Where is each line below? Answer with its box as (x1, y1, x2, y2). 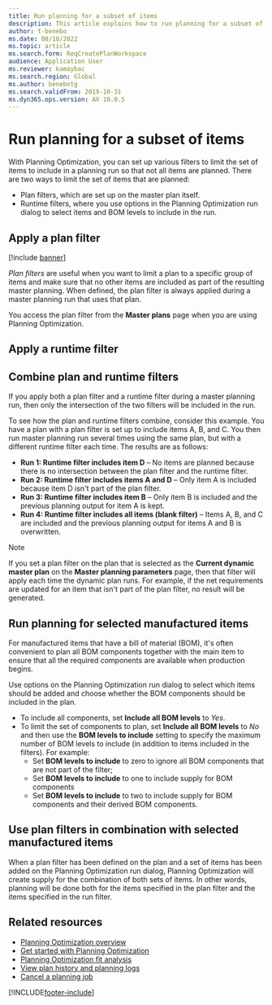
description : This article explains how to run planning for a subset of (8, 20, 264, 28)
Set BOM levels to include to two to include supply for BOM (32, 791, 233, 801)
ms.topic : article (8, 42, 71, 50)
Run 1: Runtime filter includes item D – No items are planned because (19, 457, 255, 468)
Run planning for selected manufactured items (8, 616, 249, 631)
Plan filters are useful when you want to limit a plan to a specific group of (8, 269, 253, 277)
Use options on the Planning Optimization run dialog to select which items (8, 680, 256, 690)
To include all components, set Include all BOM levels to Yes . (19, 713, 226, 723)
